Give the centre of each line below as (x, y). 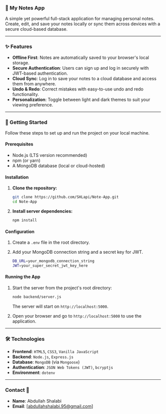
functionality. (25, 94)
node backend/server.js (37, 297)
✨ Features (19, 46)
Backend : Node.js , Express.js (43, 357)
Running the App (23, 277)
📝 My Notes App (25, 8)
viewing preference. (33, 105)
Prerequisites (19, 144)
